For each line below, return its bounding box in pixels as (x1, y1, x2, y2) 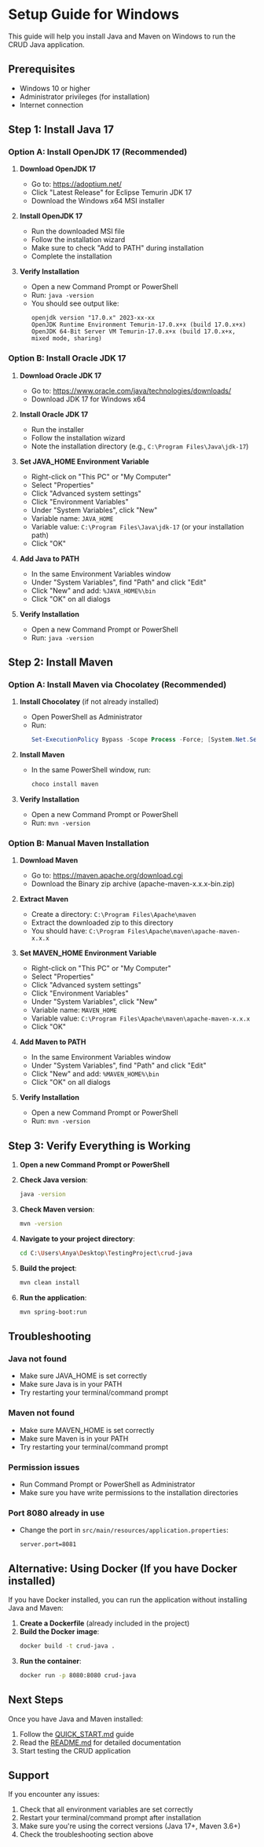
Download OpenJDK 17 (19, 164, 97, 174)
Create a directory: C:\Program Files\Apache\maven (31, 910, 196, 919)
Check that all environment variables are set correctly (19, 1805, 194, 1814)
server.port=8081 (19, 1541, 77, 1548)
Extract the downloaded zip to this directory (31, 918, 174, 928)
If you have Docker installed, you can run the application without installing (8, 1595, 247, 1604)
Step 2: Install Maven (8, 656, 114, 669)
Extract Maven (19, 894, 69, 904)
